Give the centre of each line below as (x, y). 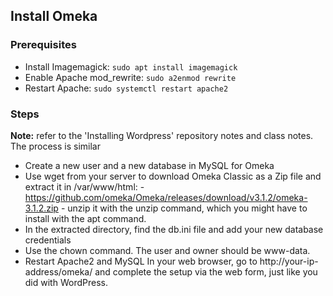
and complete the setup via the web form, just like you (206, 271)
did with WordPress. (66, 282)
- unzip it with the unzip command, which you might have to (184, 208)
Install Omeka (54, 16)
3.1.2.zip (41, 208)
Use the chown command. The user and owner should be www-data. (167, 250)
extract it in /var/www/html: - (84, 186)
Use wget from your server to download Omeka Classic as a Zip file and (173, 176)
